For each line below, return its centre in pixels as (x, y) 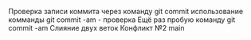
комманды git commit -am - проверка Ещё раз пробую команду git (122, 20)
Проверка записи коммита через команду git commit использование (126, 11)
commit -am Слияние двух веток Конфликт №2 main (96, 28)
